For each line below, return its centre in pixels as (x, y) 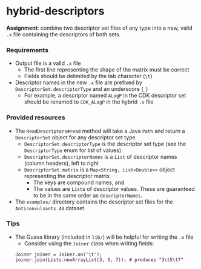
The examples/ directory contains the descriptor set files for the (94, 202)
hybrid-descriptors (55, 11)
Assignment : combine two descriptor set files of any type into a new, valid (99, 28)
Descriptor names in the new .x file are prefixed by (78, 82)
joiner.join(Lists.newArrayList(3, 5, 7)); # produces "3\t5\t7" (99, 260)
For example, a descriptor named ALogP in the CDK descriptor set (105, 96)
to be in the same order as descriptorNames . (88, 195)
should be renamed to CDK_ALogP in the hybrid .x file (89, 102)
